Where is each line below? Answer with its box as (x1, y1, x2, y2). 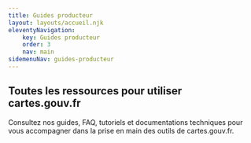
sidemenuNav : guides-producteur (8, 56, 114, 64)
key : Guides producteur (22, 33, 101, 42)
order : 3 (22, 41, 51, 49)
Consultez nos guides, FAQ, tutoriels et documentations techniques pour (8, 117, 243, 126)
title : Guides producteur (8, 11, 93, 20)
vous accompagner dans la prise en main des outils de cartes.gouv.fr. (8, 126, 234, 135)
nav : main (22, 48, 55, 56)
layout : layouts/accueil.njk (8, 19, 104, 27)
